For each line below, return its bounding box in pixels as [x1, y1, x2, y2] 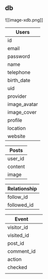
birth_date [7, 77, 31, 84]
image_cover [7, 109, 37, 115]
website [7, 133, 26, 139]
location [7, 125, 26, 132]
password [7, 53, 30, 59]
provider [7, 93, 27, 100]
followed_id [7, 201, 34, 208]
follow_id [7, 194, 28, 200]
